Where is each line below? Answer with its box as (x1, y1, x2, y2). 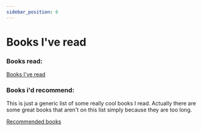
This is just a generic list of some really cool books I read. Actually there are (6, 100, 197, 107)
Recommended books (6, 118, 61, 126)
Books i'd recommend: (6, 86, 75, 94)
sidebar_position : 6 (6, 9, 59, 15)
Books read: (6, 57, 43, 65)
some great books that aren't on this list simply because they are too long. (6, 106, 192, 113)
